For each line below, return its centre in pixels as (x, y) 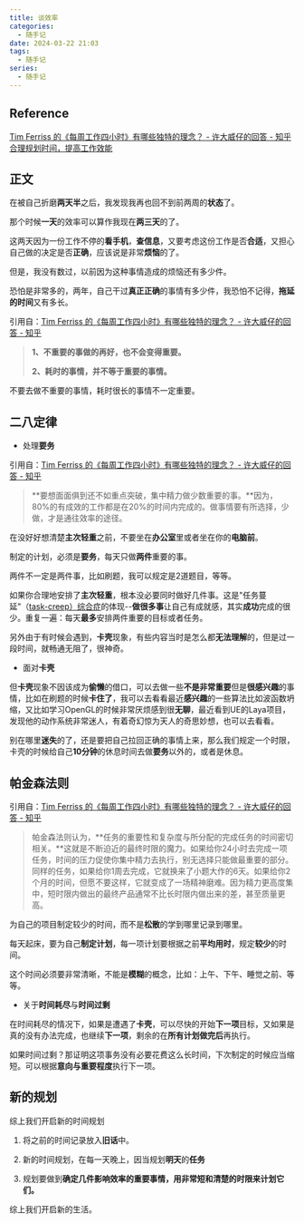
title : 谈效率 (34, 18)
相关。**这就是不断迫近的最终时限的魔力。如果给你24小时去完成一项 (159, 848)
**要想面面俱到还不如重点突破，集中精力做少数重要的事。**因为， (154, 496)
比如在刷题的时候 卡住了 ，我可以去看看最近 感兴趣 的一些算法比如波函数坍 (160, 698)
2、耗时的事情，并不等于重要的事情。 (101, 372)
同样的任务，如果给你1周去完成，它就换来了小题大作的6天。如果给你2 (161, 871)
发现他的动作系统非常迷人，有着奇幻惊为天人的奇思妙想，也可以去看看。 (144, 721)
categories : (32, 26)
